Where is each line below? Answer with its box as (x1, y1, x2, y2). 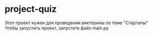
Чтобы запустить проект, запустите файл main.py (4, 25, 109, 31)
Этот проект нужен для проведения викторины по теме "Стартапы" (4, 20, 149, 26)
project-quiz (4, 3, 57, 15)
